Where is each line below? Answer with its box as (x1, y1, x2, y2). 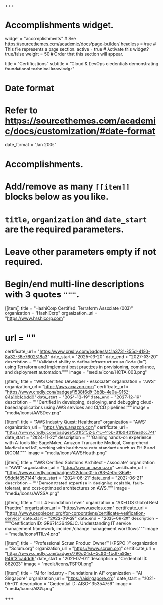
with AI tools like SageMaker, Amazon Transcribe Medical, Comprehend (5, 439, 149, 445)
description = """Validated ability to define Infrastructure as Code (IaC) (5, 359, 147, 364)
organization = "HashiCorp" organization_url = (5, 310, 98, 316)
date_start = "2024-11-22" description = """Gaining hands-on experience (5, 434, 152, 440)
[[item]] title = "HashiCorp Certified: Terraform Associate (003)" (5, 305, 133, 311)
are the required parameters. (5, 224, 124, 235)
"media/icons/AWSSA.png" (5, 490, 60, 496)
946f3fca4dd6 (5, 555, 35, 561)
